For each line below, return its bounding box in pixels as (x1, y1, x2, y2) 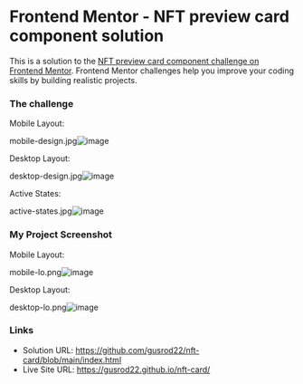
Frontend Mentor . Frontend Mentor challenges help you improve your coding (9, 65, 295, 76)
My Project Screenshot (9, 228, 113, 241)
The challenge (9, 97, 74, 110)
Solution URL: (22, 344, 74, 355)
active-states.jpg (9, 206, 72, 216)
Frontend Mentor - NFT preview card (9, 6, 289, 27)
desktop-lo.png (9, 302, 67, 312)
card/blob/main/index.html (22, 354, 122, 365)
